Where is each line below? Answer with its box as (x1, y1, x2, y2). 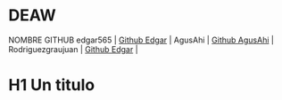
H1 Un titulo (8, 75, 95, 96)
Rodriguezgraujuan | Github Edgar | (8, 43, 139, 54)
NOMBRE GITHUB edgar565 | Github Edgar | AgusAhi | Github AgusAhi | (8, 35, 274, 45)
